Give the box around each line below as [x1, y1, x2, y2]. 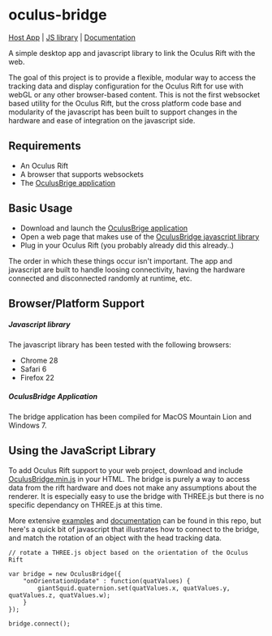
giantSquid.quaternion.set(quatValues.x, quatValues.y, [37, 584, 231, 592]
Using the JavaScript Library [8, 444, 157, 458]
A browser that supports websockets [19, 169, 145, 179]
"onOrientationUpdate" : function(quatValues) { [23, 577, 191, 585]
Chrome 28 [19, 355, 58, 365]
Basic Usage [8, 201, 73, 216]
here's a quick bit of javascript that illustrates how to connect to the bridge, [8, 524, 260, 534]
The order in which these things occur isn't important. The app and [8, 256, 233, 265]
